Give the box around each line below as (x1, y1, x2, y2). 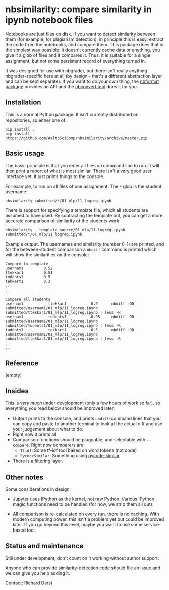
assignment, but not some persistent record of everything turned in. (5, 57, 146, 64)
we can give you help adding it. (5, 570, 70, 576)
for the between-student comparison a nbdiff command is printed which (5, 246, 157, 252)
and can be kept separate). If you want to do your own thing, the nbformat (5, 78, 159, 84)
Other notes (5, 473, 44, 481)
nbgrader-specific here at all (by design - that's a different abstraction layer (5, 73, 162, 79)
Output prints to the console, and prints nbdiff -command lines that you (12, 415, 161, 422)
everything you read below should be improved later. (5, 405, 115, 411)
